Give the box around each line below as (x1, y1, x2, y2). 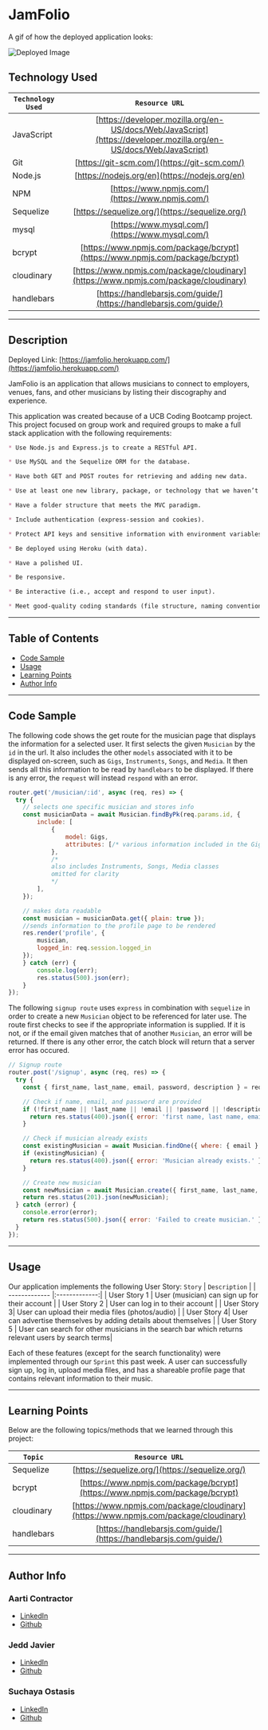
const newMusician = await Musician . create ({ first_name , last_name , (22, 1186, 259, 1194)
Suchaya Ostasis (8, 1686, 76, 1697)
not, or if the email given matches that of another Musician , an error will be (8, 1029, 253, 1038)
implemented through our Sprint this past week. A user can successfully (8, 1357, 247, 1366)
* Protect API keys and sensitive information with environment (8, 530, 227, 538)
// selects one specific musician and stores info (22, 803, 195, 811)
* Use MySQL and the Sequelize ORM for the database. (8, 458, 191, 466)
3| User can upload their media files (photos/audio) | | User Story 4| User (8, 1307, 249, 1317)
